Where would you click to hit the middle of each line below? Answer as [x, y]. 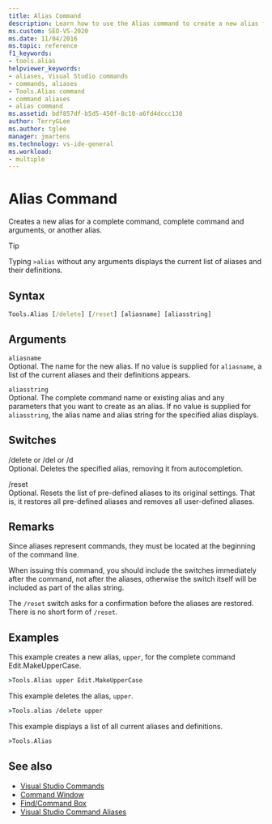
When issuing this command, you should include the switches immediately [132, 570]
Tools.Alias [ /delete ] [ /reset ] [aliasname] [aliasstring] [110, 314]
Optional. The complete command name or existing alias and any [117, 397]
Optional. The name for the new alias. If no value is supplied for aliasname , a [135, 366]
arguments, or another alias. [55, 230]
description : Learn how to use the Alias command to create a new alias [134, 23]
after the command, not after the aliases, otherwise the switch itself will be [133, 579]
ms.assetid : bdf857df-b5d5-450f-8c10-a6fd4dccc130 [96, 114]
